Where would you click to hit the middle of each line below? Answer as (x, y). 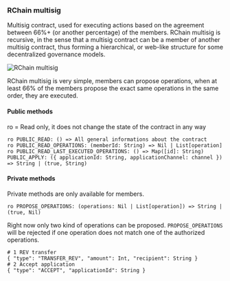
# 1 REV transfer (32, 252)
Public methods (30, 111)
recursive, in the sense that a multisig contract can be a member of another (114, 40)
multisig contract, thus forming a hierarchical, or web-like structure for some (115, 47)
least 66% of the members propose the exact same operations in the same (113, 89)
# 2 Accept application (41, 264)
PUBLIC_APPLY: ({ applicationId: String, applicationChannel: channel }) (115, 157)
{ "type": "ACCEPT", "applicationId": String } (77, 270)
